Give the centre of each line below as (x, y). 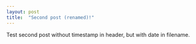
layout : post (23, 12)
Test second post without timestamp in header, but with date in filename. (98, 34)
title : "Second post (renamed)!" (51, 17)
